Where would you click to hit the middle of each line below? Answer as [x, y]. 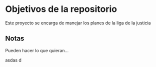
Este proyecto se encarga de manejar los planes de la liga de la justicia [78, 23]
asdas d [13, 60]
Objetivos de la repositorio [61, 9]
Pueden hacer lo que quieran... [37, 50]
